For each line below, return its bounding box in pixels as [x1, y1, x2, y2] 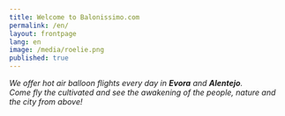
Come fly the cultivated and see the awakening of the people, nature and [9, 87, 276, 98]
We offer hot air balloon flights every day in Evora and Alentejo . [9, 78, 244, 88]
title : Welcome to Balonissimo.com [9, 12, 140, 22]
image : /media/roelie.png [9, 46, 104, 54]
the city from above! [9, 97, 83, 106]
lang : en [9, 37, 41, 47]
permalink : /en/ [9, 21, 69, 30]
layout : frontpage [9, 29, 77, 38]
